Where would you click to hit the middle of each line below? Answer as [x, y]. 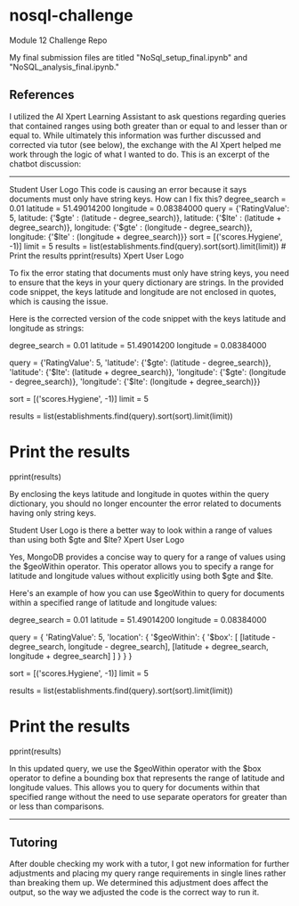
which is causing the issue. [59, 301]
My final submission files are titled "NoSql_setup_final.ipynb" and [128, 57]
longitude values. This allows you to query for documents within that [134, 787]
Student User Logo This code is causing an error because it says [128, 189]
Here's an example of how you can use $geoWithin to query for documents [147, 592]
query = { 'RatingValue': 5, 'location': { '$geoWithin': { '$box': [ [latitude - [142, 637]
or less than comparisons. [57, 806]
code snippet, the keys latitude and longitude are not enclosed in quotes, [143, 291]
